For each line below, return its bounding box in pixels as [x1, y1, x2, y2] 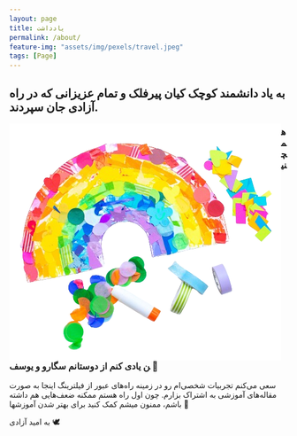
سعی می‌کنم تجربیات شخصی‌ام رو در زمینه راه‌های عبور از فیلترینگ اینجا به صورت [9, 380, 277, 391]
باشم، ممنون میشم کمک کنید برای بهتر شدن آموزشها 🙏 [9, 399, 189, 409]
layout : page [9, 14, 57, 23]
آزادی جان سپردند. [9, 99, 99, 114]
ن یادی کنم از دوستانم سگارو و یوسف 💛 [9, 360, 159, 372]
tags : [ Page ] [9, 51, 57, 61]
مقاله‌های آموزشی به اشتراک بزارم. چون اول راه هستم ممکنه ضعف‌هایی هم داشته [9, 390, 277, 401]
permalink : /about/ [9, 33, 81, 42]
